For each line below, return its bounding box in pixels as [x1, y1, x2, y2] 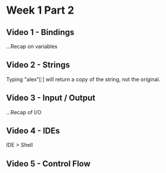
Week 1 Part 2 [6, 4, 75, 17]
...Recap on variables [6, 43, 58, 50]
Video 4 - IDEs [6, 126, 60, 136]
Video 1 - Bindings [6, 27, 75, 37]
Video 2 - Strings [6, 60, 70, 70]
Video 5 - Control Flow [6, 158, 91, 169]
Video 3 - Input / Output [6, 93, 96, 103]
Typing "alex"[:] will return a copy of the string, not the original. [6, 75, 161, 83]
